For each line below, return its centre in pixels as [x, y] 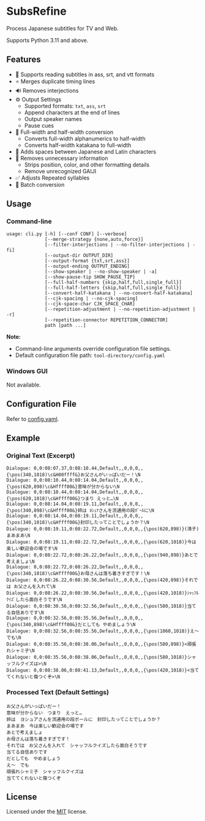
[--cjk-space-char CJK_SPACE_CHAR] [90, 304]
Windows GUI [27, 371]
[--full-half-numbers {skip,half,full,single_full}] [114, 283]
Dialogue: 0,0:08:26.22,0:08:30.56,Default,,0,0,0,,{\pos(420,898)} [95, 580]
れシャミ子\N [20, 651]
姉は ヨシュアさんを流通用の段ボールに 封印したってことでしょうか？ [84, 719]
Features [24, 60]
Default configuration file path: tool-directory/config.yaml [90, 355]
